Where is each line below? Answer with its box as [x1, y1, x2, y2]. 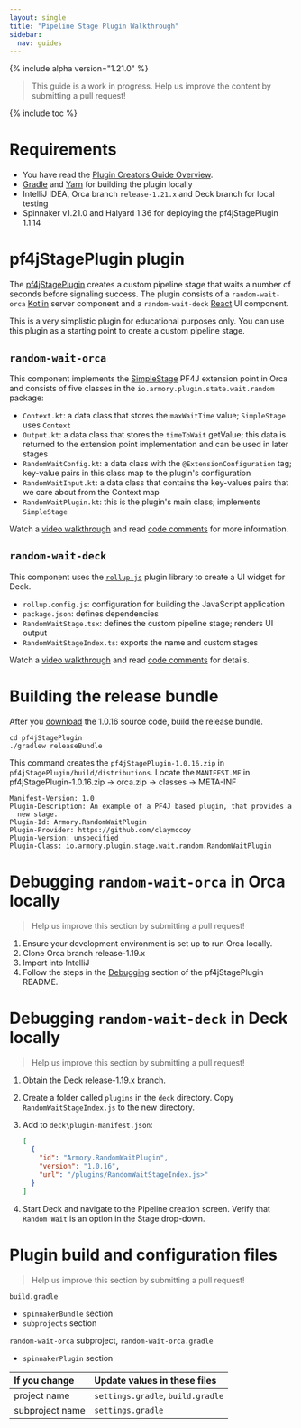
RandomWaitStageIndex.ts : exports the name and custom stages [22, 636, 259, 647]
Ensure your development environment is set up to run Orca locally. [22, 937, 273, 949]
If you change [14, 1374, 75, 1386]
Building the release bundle [9, 686, 219, 706]
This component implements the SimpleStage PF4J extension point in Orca [9, 372, 288, 384]
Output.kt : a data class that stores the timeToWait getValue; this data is [22, 428, 287, 439]
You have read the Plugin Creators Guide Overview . [22, 169, 214, 181]
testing [22, 198, 49, 209]
